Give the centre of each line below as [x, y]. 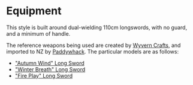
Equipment [34, 11]
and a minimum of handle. [38, 33]
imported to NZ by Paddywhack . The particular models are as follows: [92, 51]
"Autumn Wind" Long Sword [50, 63]
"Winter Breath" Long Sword [50, 69]
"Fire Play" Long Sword [44, 75]
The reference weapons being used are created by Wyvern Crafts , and [94, 45]
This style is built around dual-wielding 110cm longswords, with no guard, [97, 27]
